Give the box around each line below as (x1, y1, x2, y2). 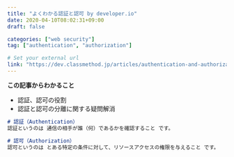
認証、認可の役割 (17, 95, 67, 104)
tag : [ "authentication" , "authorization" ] (7, 42, 132, 49)
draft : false (7, 23, 45, 30)
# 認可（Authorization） (7, 137, 75, 144)
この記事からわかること (7, 81, 75, 89)
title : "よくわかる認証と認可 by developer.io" (7, 10, 137, 17)
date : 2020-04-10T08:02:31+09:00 (7, 17, 104, 24)
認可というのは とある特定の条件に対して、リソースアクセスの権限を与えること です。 (7, 144, 219, 151)
